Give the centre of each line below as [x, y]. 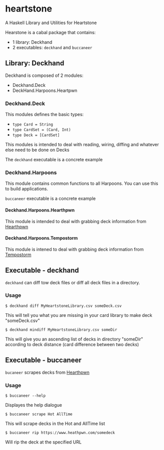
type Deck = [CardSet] [36, 135]
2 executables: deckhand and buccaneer [52, 47]
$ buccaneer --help [25, 396]
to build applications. [27, 189]
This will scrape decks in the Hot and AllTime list [55, 423]
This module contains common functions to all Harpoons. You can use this [82, 183]
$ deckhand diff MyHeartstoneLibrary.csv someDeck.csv [63, 306]
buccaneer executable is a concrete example [50, 198]
